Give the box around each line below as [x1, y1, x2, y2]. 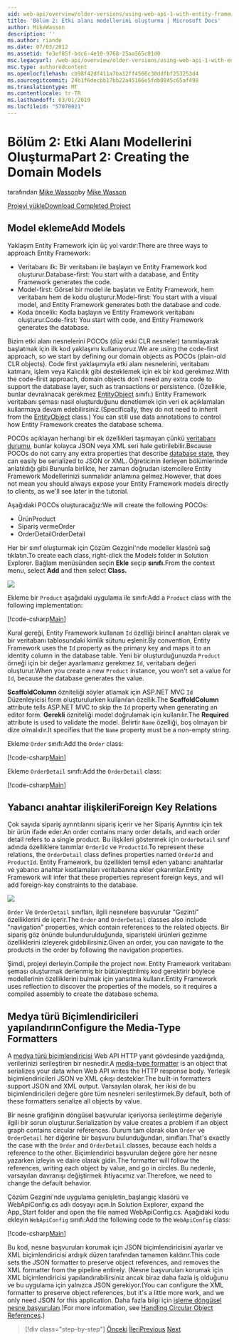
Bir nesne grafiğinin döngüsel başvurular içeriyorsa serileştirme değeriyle [7, 1111, 223, 1119]
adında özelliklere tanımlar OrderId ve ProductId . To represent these [7, 843, 204, 851]
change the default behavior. [7, 1179, 92, 1188]
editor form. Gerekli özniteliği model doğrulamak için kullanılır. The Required [7, 710, 229, 719]
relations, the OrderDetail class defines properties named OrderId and [7, 851, 213, 859]
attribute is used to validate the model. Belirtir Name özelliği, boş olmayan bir [7, 717, 228, 727]
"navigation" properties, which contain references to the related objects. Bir [7, 923, 229, 932]
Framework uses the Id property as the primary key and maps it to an [7, 643, 211, 652]
